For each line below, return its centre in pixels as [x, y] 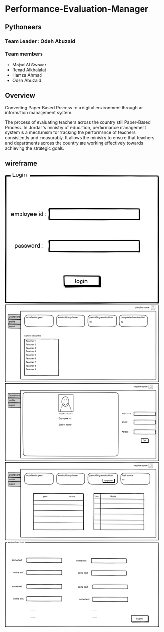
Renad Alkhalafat [29, 70]
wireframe [21, 163]
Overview [20, 96]
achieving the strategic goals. [35, 148]
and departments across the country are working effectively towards [74, 143]
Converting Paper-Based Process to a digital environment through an [74, 107]
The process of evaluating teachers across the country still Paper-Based [78, 122]
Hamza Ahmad [27, 75]
